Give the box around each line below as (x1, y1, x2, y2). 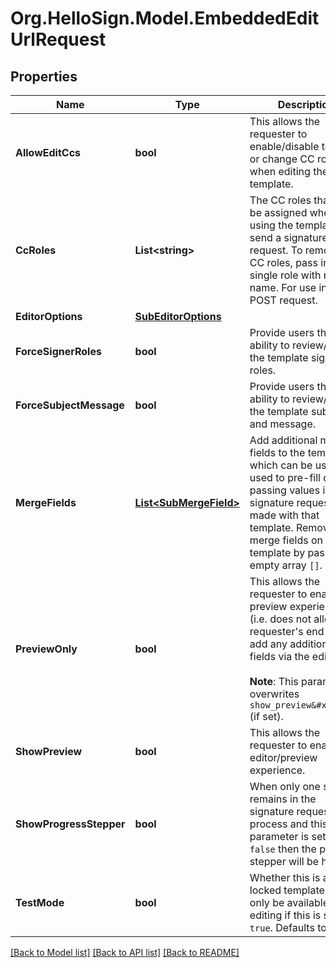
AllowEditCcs (15, 146, 82, 159)
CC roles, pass (249, 256, 318, 269)
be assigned (249, 206, 308, 219)
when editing (249, 165, 311, 178)
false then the (249, 842, 317, 856)
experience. (249, 763, 306, 777)
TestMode (15, 896, 65, 909)
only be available (249, 896, 329, 909)
